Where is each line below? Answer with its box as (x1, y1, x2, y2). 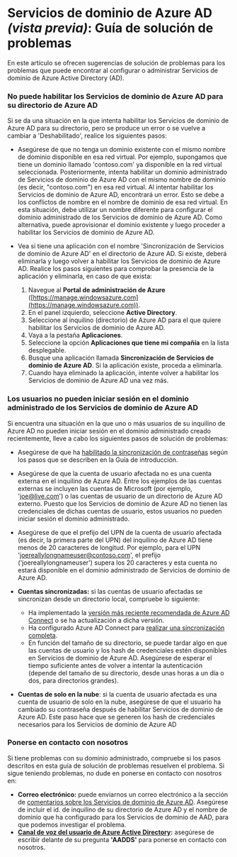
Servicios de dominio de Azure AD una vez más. (28, 376, 169, 385)
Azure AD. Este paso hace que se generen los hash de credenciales (17, 712, 216, 721)
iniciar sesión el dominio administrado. (17, 514, 130, 523)
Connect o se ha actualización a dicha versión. (28, 616, 165, 624)
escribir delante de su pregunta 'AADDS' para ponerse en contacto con (17, 835, 227, 844)
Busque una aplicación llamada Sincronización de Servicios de (28, 353, 214, 363)
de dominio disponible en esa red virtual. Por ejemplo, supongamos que (17, 153, 228, 161)
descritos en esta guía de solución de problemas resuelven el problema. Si (7, 761, 225, 770)
